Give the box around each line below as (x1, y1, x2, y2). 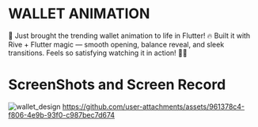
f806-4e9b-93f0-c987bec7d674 (8, 110, 116, 119)
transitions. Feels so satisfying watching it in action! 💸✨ (8, 48, 188, 58)
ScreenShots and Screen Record (8, 76, 226, 94)
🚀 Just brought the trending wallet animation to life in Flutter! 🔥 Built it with (8, 31, 251, 40)
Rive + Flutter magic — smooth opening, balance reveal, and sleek (8, 39, 225, 49)
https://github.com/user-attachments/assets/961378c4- (62, 102, 245, 111)
